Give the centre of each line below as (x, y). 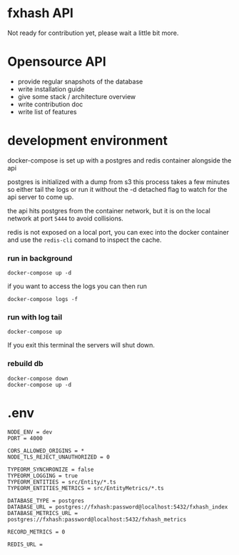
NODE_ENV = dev (30, 432)
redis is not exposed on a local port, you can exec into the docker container (118, 232)
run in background (40, 258)
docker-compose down (38, 378)
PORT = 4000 (25, 438)
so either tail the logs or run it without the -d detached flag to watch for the (117, 189)
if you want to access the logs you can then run (77, 286)
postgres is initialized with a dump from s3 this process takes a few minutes (119, 182)
